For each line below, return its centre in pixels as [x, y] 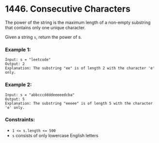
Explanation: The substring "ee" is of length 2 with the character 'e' [80, 68]
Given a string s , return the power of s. [44, 37]
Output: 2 [15, 64]
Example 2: [18, 85]
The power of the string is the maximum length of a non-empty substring [78, 22]
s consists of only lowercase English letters [55, 135]
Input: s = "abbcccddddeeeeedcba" [40, 95]
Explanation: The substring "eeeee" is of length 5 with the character [79, 103]
